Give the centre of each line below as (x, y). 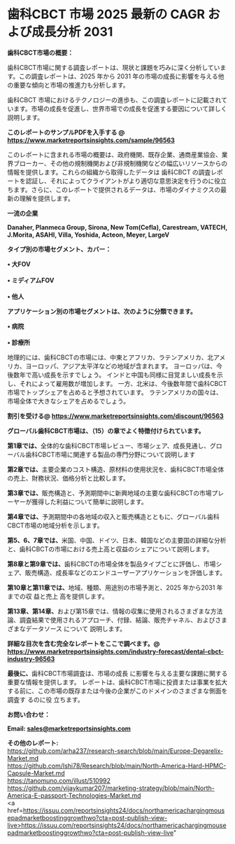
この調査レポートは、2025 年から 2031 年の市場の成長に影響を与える (118, 76)
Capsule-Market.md (36, 773)
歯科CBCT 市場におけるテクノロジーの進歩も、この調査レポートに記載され (114, 99)
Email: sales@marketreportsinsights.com (69, 728)
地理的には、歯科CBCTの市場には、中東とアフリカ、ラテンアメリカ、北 (111, 357)
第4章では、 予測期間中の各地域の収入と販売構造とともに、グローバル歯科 (113, 516)
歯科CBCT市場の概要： (41, 53)
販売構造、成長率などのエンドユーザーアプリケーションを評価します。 (126, 572)
